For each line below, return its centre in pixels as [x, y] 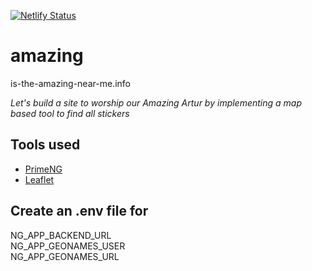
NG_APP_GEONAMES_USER [68, 246]
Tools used [45, 145]
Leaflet [39, 179]
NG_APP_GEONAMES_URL [65, 256]
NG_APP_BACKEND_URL [61, 235]
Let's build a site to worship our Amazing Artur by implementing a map [156, 102]
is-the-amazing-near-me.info [70, 83]
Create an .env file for [79, 211]
